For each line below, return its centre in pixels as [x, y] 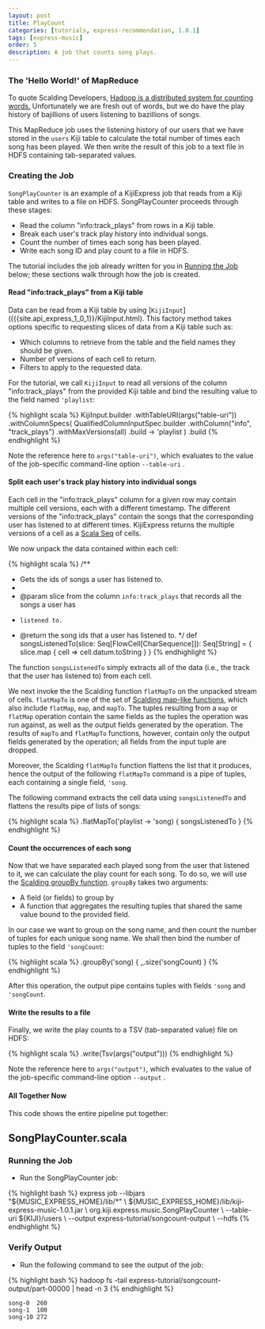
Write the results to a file [49, 1012]
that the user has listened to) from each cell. [80, 676]
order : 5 [23, 45]
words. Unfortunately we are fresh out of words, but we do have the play [127, 106]
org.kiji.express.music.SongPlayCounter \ [157, 1210]
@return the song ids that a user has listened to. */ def [108, 635]
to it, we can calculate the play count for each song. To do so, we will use [128, 874]
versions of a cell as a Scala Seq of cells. [75, 533]
